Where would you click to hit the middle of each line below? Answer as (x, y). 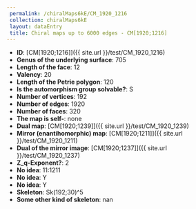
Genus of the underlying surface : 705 (71, 60)
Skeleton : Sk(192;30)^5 (50, 192)
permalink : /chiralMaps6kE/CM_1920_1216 (68, 13)
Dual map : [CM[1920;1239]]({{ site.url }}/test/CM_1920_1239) (102, 126)
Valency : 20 (34, 75)
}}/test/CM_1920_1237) (48, 156)
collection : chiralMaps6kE (48, 20)
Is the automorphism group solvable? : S (75, 89)
